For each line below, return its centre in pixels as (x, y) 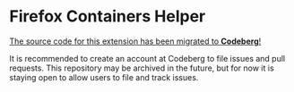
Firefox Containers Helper (108, 17)
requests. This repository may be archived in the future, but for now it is (142, 68)
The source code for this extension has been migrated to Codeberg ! (135, 41)
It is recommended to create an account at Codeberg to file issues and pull (147, 58)
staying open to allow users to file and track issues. (104, 77)
